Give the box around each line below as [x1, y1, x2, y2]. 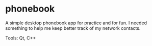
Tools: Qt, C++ [5, 35, 36, 41]
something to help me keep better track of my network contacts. [5, 25, 141, 31]
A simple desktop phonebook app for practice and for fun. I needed [5, 20, 147, 26]
